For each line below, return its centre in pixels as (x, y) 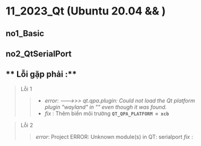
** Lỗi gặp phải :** (41, 75)
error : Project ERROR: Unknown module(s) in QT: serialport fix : (114, 136)
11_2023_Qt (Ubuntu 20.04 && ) (86, 11)
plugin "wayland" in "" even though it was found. (106, 107)
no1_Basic (25, 33)
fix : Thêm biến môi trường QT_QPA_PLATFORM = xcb (107, 113)
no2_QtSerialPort (39, 53)
